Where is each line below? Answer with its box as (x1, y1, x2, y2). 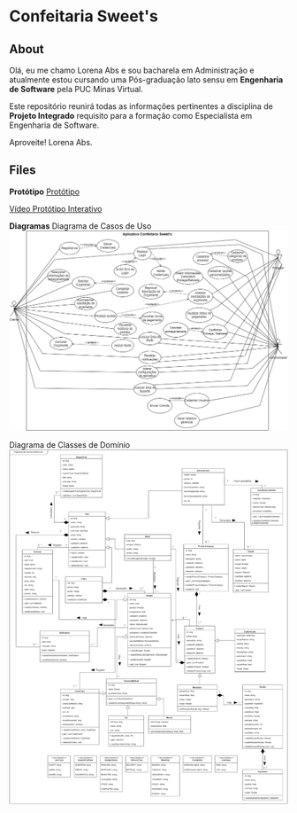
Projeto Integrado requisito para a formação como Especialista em (9, 111, 253, 121)
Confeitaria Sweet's (9, 6, 159, 27)
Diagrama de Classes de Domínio (9, 439, 131, 449)
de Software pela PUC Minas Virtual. (9, 84, 143, 94)
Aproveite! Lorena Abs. (9, 137, 93, 147)
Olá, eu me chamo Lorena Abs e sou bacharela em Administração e (9, 65, 255, 75)
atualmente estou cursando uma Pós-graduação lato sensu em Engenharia (9, 74, 284, 85)
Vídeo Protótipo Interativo (9, 203, 103, 214)
